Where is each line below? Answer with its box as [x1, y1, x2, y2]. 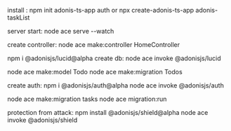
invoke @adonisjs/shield [7, 116, 78, 124]
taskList [7, 13, 30, 22]
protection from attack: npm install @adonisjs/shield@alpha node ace [7, 109, 209, 116]
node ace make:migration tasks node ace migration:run [7, 95, 167, 103]
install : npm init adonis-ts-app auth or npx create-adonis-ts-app [7, 6, 194, 14]
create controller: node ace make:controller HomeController [7, 41, 180, 48]
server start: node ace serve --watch [7, 27, 114, 35]
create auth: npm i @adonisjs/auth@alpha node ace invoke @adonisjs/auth [7, 81, 225, 90]
